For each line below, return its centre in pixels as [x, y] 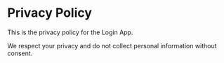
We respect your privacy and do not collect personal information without [112, 45]
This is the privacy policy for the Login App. [70, 32]
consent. [20, 53]
